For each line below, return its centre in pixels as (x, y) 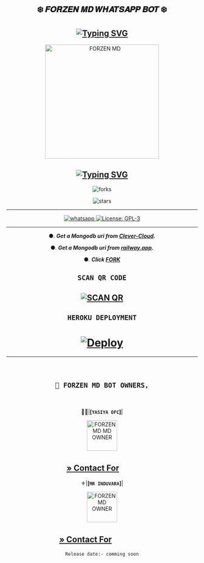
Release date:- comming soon (102, 554)
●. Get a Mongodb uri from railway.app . (102, 248)
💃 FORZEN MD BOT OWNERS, (102, 385)
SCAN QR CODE (102, 278)
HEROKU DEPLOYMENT (102, 318)
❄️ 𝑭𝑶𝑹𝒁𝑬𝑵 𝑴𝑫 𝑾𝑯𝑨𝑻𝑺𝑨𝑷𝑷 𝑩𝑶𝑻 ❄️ (102, 9)
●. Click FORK (102, 260)
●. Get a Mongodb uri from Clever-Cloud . (102, 236)
